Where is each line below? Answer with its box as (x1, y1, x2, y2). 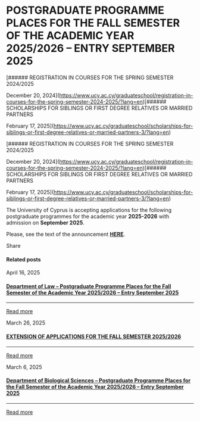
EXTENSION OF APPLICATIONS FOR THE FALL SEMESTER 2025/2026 (6, 333, 182, 340)
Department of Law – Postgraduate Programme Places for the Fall (6, 282, 171, 289)
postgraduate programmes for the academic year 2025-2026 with (6, 213, 170, 220)
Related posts (6, 255, 41, 263)
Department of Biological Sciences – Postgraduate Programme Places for (6, 377, 191, 384)
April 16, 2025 (6, 269, 40, 276)
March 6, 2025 (6, 363, 43, 370)
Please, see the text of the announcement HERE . (6, 230, 126, 238)
